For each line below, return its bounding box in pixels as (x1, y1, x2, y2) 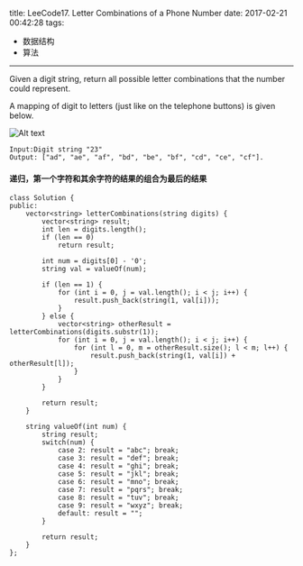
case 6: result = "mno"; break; (57, 478, 179, 487)
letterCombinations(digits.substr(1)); (9, 328, 160, 337)
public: (9, 202, 39, 211)
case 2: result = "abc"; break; (57, 446, 179, 455)
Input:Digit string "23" (9, 145, 103, 154)
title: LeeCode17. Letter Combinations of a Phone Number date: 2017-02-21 (9, 8, 288, 18)
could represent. (9, 83, 70, 94)
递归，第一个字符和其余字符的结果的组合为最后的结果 (9, 173, 207, 184)
